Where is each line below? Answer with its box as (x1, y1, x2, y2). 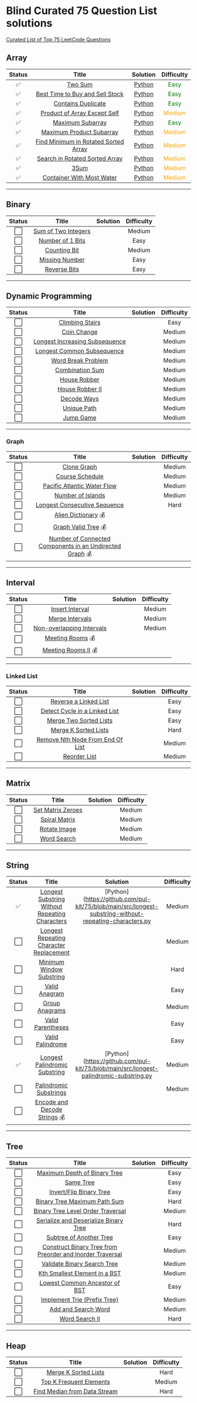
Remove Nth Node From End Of (36, 735, 123, 743)
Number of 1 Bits (38, 236, 86, 245)
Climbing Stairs (58, 318, 101, 327)
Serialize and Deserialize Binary (36, 1216, 124, 1225)
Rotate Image (39, 825, 76, 833)
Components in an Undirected (38, 541, 121, 550)
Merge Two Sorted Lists (46, 716, 113, 724)
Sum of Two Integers (33, 227, 91, 235)
